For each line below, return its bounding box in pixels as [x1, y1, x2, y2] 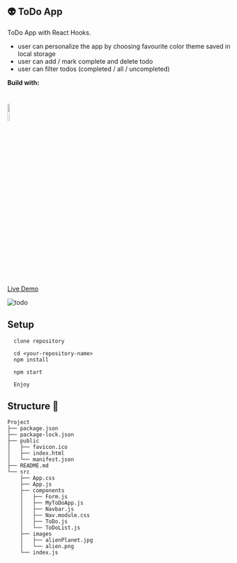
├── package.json [7, 425, 59, 433]
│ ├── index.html [7, 450, 65, 457]
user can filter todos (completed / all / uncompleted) [17, 65, 170, 73]
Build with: [7, 78, 40, 87]
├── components [20, 487, 65, 494]
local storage [17, 49, 57, 58]
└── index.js [20, 549, 59, 557]
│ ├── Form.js [20, 494, 69, 501]
